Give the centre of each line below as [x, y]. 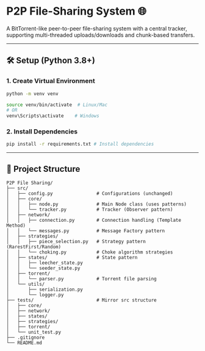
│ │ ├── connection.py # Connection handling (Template [94, 221]
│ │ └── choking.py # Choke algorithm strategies [90, 252]
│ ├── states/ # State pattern [72, 258]
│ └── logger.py [35, 295]
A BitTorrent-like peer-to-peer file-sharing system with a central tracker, [97, 28]
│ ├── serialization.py [45, 290]
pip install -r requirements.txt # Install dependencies [80, 144]
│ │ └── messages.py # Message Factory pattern [86, 231]
